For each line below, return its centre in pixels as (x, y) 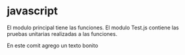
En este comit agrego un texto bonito (53, 45)
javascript (32, 11)
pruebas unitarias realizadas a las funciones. (62, 33)
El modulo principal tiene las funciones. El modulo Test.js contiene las (93, 27)
